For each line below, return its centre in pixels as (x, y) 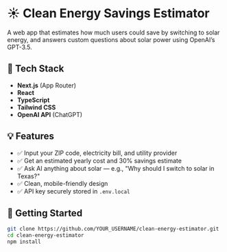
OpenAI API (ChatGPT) (50, 114)
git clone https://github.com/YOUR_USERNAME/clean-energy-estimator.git (113, 229)
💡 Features (31, 136)
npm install (24, 242)
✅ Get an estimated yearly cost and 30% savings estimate (99, 160)
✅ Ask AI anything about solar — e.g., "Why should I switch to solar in (116, 168)
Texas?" (28, 176)
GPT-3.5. (20, 47)
